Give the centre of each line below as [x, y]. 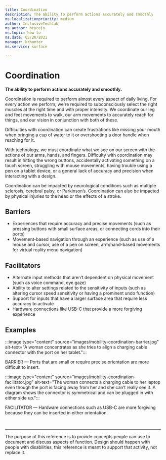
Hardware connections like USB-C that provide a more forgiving [77, 309]
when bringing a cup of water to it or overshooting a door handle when [77, 135]
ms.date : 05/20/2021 [26, 38]
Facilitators [23, 265]
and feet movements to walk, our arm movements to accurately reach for [79, 115]
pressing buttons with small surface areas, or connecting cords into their [86, 229]
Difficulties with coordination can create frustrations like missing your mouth [83, 129]
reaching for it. [20, 140]
